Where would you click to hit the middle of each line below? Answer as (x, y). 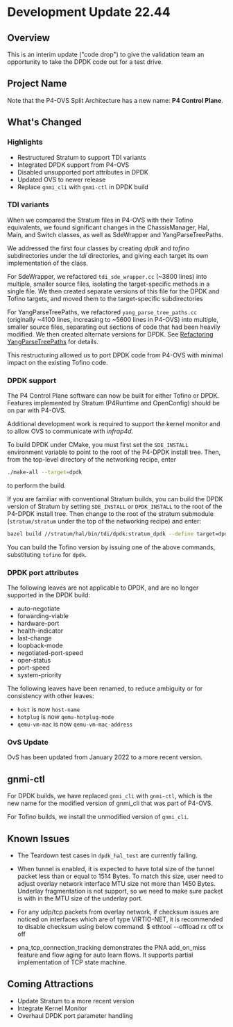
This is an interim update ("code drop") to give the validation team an (106, 54)
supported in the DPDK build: (49, 595)
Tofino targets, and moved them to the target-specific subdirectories (105, 298)
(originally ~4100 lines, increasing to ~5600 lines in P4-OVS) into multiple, (113, 319)
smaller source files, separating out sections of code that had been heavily (114, 327)
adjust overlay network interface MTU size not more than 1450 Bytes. (116, 884)
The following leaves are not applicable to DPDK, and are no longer (103, 588)
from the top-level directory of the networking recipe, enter (92, 460)
